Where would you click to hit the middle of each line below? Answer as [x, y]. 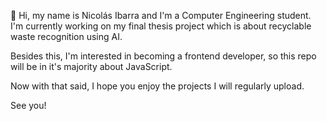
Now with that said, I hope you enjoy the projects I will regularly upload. [157, 86]
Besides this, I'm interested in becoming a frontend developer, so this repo [163, 56]
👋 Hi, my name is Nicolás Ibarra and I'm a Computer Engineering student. [161, 15]
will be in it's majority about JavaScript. [91, 66]
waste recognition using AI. [66, 36]
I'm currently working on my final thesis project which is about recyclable [161, 26]
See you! [28, 105]
